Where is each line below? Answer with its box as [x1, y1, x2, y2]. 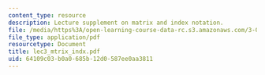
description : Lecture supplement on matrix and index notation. [8, 19, 224, 27]
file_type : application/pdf [8, 33, 101, 41]
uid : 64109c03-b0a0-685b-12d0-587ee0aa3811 [8, 55, 154, 63]
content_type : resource [8, 11, 87, 20]
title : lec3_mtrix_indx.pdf [8, 48, 101, 55]
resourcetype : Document [8, 41, 87, 48]
